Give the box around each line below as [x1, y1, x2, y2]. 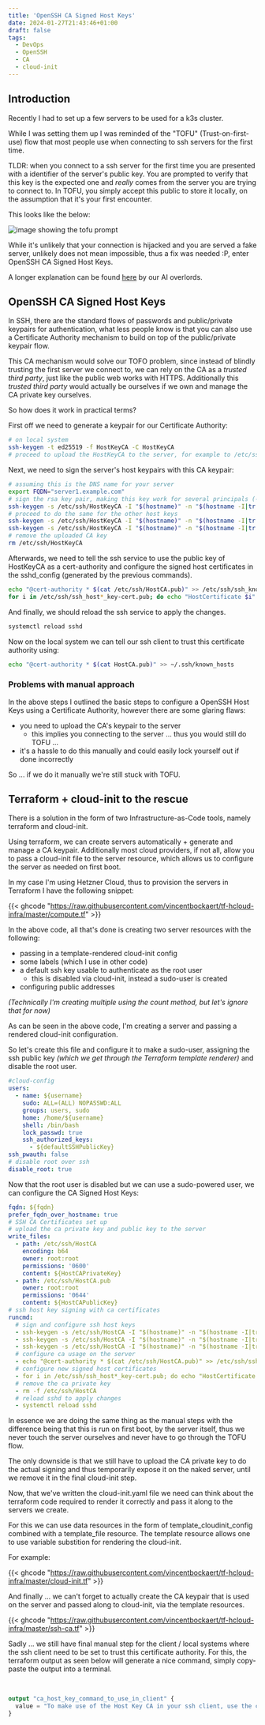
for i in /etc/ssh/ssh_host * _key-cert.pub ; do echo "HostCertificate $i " [8, 593, 256, 601]
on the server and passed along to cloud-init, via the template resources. [8, 1600, 245, 1610]
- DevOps [15, 41, 44, 49]
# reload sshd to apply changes [15, 1394, 122, 1403]
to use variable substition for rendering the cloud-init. [8, 1538, 181, 1547]
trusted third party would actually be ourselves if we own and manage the [8, 382, 248, 391]
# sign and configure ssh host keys [15, 1320, 136, 1328]
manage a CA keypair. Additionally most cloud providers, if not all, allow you [8, 846, 255, 855]
